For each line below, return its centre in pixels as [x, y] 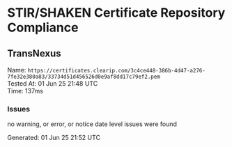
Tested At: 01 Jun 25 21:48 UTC [53, 84]
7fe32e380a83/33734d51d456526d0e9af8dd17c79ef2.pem [84, 77]
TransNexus [34, 53]
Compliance [43, 28]
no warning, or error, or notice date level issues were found [92, 124]
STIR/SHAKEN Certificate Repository [116, 13]
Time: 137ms [25, 91]
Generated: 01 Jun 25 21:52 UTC [54, 138]
